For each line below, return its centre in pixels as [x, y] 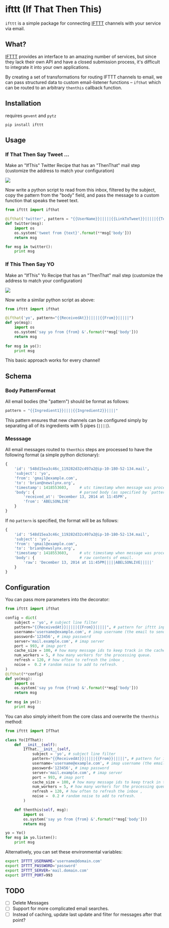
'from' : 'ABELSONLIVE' [47, 501]
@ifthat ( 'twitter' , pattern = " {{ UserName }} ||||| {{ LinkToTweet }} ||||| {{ [83, 219]
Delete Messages [30, 903]
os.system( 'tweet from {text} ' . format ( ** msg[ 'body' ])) [73, 233]
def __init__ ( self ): [36, 745]
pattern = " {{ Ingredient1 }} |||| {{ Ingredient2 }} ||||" [62, 411]
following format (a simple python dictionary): [52, 455]
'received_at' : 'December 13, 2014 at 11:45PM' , [75, 497]
